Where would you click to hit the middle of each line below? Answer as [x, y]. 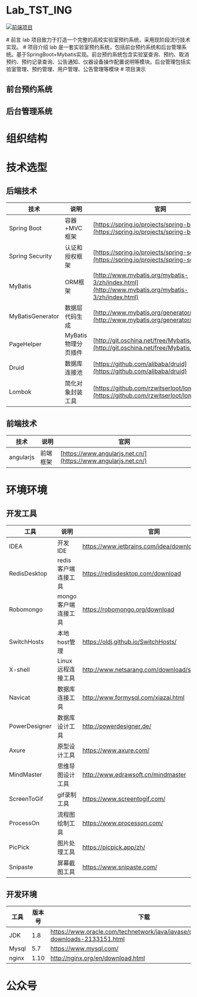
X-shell [20, 669]
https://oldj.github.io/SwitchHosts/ [130, 642]
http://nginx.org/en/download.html [98, 958]
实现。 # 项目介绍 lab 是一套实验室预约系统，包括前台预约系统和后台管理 [94, 47]
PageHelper [26, 344]
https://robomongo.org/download [128, 609]
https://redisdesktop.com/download [132, 573]
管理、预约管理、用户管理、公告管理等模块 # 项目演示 [81, 69]
